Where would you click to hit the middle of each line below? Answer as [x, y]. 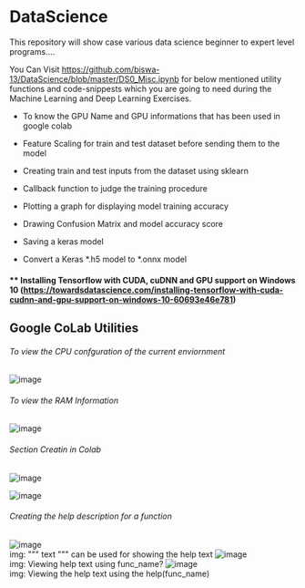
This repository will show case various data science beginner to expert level [152, 42]
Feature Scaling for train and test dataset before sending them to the [151, 143]
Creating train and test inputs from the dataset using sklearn [135, 170]
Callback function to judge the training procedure [115, 188]
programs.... [32, 51]
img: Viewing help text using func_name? [86, 563]
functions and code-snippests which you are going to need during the [141, 88]
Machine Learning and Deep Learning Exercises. [101, 98]
